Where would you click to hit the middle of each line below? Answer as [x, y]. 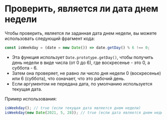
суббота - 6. [25, 67]
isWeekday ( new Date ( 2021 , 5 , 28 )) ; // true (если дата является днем [79, 112]
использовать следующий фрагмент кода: [50, 38]
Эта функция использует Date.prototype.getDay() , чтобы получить [83, 57]
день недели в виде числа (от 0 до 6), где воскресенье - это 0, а [81, 62]
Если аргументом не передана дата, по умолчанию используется [82, 83]
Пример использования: [31, 98]
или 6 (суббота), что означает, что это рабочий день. [68, 78]
